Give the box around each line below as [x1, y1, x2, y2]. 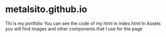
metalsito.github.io [5, 4, 88, 15]
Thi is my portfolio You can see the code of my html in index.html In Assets [5, 20, 161, 26]
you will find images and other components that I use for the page [5, 25, 143, 31]
